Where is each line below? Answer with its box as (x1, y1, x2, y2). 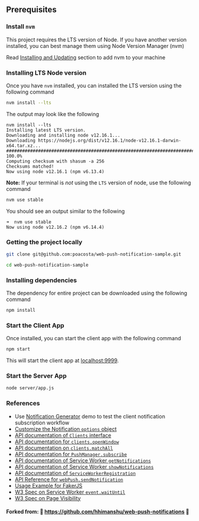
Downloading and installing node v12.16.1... (6, 132, 120, 138)
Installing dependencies (6, 276, 77, 284)
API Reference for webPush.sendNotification (14, 475, 123, 482)
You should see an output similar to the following (6, 207, 126, 215)
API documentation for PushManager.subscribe (14, 450, 127, 458)
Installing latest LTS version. (6, 127, 86, 133)
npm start (6, 346, 31, 352)
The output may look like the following (6, 110, 99, 117)
